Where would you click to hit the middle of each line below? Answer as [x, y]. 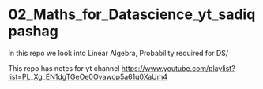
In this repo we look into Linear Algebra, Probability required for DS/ [118, 53]
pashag [34, 31]
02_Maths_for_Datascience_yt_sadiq [132, 15]
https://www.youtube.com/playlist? [178, 68]
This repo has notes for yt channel [64, 68]
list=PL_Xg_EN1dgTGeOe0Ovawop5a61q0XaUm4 [88, 76]
